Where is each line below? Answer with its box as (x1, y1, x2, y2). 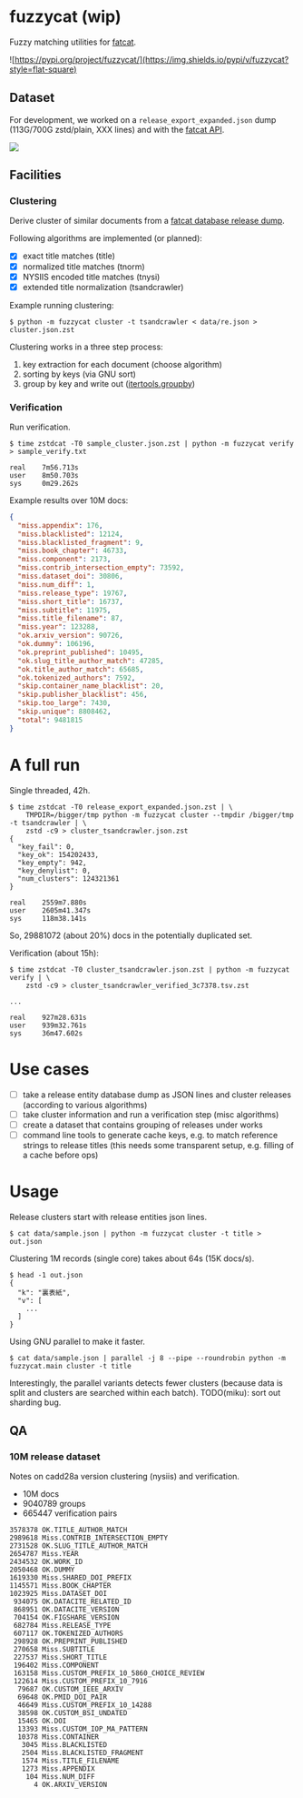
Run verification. (9, 421, 71, 432)
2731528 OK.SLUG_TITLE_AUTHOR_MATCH (9, 1541, 148, 1551)
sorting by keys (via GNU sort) (22, 369, 136, 379)
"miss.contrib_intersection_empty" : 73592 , (17, 563, 184, 572)
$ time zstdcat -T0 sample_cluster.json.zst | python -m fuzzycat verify (9, 439, 295, 448)
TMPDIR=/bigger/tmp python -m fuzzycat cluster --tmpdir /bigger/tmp (25, 810, 295, 820)
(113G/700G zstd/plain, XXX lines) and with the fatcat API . (9, 124, 225, 135)
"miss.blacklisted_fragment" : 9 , (17, 538, 144, 547)
